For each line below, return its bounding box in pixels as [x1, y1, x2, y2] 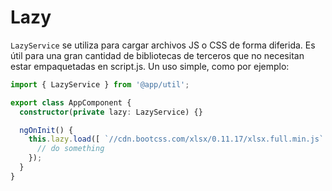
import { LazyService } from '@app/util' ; [10, 79, 190, 90]
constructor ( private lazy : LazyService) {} [19, 107, 203, 117]
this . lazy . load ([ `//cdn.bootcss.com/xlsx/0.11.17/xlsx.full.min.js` [28, 134, 325, 145]
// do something [36, 144, 105, 154]
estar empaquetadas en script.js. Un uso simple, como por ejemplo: [10, 60, 290, 72]
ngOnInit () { [19, 125, 74, 135]
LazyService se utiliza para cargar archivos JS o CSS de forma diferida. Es [10, 39, 316, 51]
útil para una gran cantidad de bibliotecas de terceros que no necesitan [10, 49, 305, 61]
